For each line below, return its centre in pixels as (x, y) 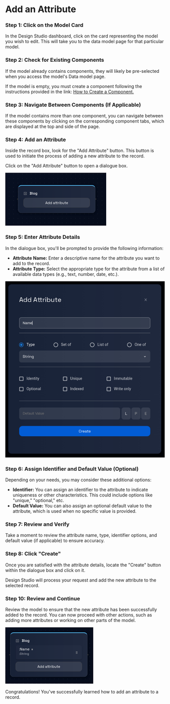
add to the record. (31, 263)
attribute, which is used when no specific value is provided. (74, 511)
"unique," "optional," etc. (38, 501)
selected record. (22, 585)
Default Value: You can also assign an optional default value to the (82, 506)
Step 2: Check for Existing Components (55, 60)
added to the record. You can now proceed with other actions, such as (79, 615)
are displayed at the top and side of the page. (53, 127)
